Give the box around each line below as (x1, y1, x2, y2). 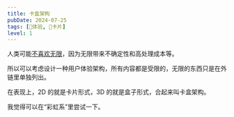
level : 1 (7, 29, 33, 37)
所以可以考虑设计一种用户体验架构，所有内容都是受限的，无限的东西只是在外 (7, 64, 227, 73)
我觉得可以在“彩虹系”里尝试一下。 (7, 102, 104, 111)
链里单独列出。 (7, 73, 50, 81)
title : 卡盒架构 (7, 10, 50, 17)
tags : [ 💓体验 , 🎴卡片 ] (7, 23, 66, 30)
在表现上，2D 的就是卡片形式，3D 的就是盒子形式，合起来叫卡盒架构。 (7, 88, 210, 96)
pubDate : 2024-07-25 (7, 17, 68, 24)
